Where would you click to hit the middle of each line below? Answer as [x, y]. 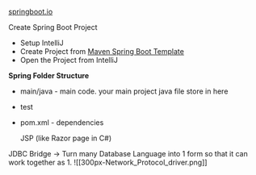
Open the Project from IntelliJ [69, 60]
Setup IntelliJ [42, 43]
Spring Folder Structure [49, 75]
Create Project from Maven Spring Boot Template [102, 51]
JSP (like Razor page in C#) [65, 138]
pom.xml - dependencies [62, 123]
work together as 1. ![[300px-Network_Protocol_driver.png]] [108, 162]
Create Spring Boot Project [53, 27]
